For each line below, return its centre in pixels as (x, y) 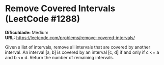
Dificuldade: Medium (27, 32)
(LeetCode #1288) (42, 19)
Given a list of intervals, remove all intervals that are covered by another (78, 47)
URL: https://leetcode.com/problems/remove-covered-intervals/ (70, 38)
